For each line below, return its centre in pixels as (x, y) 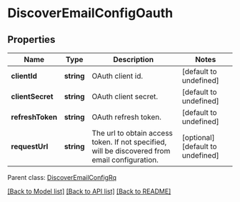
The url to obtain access (132, 133)
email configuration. (125, 160)
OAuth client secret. (125, 96)
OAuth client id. (117, 76)
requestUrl (30, 146)
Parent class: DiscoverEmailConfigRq (62, 177)
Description (134, 60)
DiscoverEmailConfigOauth (90, 13)
